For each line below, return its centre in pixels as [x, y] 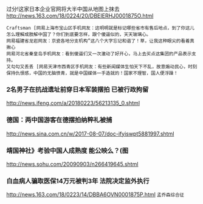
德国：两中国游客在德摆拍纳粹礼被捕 [59, 120]
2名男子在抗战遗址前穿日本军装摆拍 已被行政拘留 [77, 89]
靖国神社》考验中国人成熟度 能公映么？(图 [67, 151]
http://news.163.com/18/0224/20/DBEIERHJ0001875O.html [80, 16]
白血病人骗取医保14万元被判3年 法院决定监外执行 [78, 181]
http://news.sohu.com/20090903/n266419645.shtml [72, 164]
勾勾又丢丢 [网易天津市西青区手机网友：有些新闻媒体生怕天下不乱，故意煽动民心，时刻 [104, 67]
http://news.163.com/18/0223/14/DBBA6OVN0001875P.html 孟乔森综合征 [95, 195]
